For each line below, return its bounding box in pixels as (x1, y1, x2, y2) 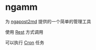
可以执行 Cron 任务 (5, 39, 44, 46)
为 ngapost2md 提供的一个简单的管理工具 (5, 18, 91, 24)
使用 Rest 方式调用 (5, 29, 44, 35)
